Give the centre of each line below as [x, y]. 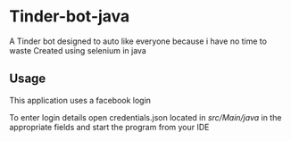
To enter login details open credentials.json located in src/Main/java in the [145, 117]
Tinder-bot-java [70, 17]
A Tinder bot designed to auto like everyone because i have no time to [138, 41]
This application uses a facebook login [80, 100]
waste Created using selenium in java [78, 50]
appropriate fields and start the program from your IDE [109, 127]
